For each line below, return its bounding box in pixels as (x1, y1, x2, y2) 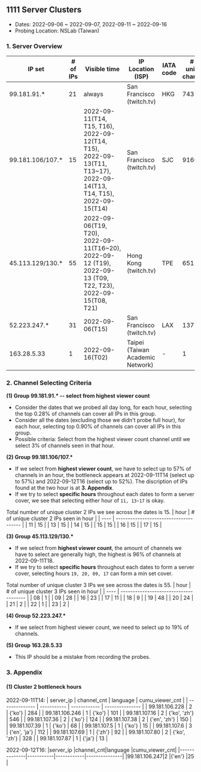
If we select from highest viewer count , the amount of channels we (14, 545, 182, 552)
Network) (126, 361, 154, 369)
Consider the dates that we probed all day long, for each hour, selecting (14, 404, 192, 411)
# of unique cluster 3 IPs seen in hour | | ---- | (6, 588, 120, 595)
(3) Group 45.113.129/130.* (6, 533, 74, 540)
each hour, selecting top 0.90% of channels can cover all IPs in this (14, 423, 181, 430)
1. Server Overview (6, 42, 63, 50)
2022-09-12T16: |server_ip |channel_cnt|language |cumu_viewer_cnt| (6, 746, 177, 753)
